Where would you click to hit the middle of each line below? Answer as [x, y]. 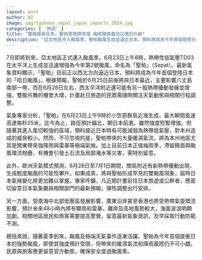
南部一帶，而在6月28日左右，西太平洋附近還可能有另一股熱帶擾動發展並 [95, 87]
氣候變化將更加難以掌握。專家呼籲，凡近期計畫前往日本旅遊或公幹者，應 [101, 180]
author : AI [20, 17]
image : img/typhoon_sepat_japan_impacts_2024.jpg [70, 23]
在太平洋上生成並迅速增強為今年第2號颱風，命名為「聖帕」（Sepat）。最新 [97, 65]
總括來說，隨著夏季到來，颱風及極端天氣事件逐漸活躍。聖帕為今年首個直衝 [98, 236]
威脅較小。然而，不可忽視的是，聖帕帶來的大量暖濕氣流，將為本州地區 [103, 138]
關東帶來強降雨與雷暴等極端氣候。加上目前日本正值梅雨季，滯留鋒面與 [103, 145]
